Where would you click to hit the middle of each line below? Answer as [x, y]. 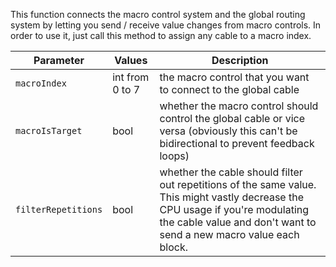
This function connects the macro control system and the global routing [158, 14]
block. [173, 247]
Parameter [59, 60]
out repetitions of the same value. [238, 184]
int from [131, 77]
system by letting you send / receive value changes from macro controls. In [166, 25]
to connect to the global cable [229, 89]
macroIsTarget [49, 130]
